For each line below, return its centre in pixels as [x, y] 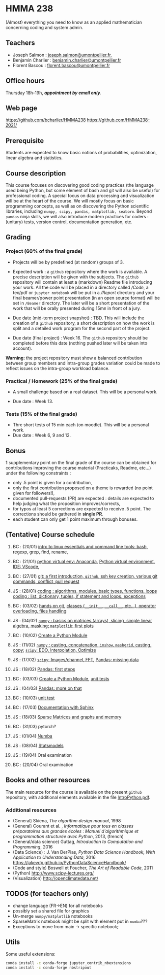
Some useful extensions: [30, 954]
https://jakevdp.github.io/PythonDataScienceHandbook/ [69, 863]
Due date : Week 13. [33, 401]
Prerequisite [25, 141]
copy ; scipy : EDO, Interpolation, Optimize [54, 650]
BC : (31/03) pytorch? [34, 726]
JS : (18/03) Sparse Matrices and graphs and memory [67, 717]
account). [22, 348]
